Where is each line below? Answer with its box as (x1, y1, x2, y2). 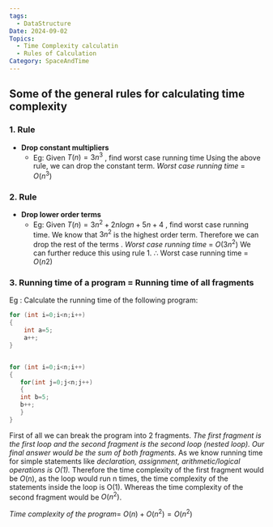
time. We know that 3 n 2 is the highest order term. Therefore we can (32, 228, 259, 239)
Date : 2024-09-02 (9, 27, 68, 35)
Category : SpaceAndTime (9, 58, 90, 66)
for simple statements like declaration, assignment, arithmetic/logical (9, 456, 241, 466)
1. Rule (9, 124, 36, 135)
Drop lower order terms (20, 210, 102, 220)
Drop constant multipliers (20, 143, 109, 152)
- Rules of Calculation (16, 49, 96, 58)
